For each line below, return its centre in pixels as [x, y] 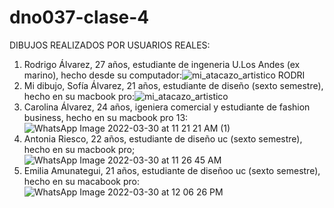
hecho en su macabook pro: [81, 181]
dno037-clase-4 [79, 17]
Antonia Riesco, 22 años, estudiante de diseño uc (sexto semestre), [163, 138]
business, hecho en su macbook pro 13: [106, 117]
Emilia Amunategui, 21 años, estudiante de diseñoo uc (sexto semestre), [172, 170]
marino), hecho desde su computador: [103, 75]
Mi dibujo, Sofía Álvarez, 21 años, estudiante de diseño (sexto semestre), [173, 85]
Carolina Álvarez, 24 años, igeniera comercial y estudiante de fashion [167, 107]
